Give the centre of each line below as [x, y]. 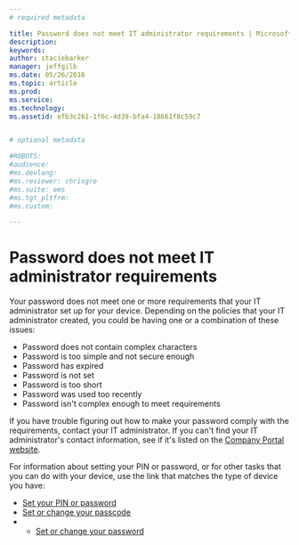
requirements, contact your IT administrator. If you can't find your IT [133, 431]
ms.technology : [37, 108]
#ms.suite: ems [37, 189]
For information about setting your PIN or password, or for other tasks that [145, 467]
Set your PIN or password [69, 503]
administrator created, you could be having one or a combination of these [144, 321]
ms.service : [31, 100]
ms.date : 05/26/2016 [48, 75]
